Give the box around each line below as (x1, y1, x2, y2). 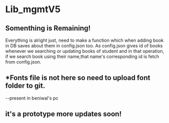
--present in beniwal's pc (5, 95, 59, 101)
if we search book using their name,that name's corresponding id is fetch (5, 53, 159, 59)
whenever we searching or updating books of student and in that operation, (5, 48, 164, 54)
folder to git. (5, 81, 45, 90)
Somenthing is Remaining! (5, 24, 91, 33)
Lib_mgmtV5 (5, 4, 61, 15)
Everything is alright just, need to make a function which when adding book (5, 37, 164, 43)
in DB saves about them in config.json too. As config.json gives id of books (5, 43, 163, 49)
